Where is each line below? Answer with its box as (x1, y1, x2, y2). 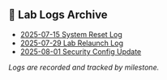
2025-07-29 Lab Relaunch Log (19, 38, 124, 48)
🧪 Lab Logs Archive (8, 8, 108, 22)
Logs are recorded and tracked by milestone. (8, 62, 160, 72)
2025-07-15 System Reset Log (19, 29, 123, 39)
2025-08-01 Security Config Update (19, 46, 142, 57)
